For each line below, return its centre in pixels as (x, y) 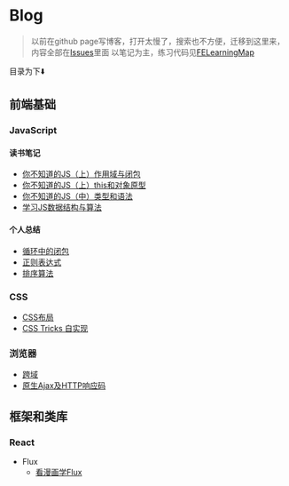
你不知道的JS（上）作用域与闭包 (81, 174)
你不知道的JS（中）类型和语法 (77, 196)
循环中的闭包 (45, 251)
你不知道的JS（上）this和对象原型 (84, 185)
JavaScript (33, 131)
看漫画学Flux (59, 472)
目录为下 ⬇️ (27, 71)
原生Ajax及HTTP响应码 (64, 386)
